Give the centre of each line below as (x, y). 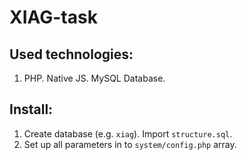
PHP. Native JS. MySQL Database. (94, 78)
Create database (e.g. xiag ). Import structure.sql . (128, 133)
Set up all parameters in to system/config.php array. (130, 144)
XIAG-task (53, 17)
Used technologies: (71, 54)
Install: (31, 109)
